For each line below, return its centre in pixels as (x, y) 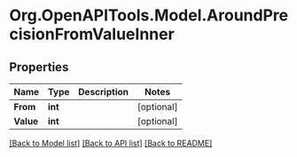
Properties (39, 67)
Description (103, 92)
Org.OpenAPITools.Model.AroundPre (149, 16)
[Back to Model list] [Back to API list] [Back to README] (111, 143)
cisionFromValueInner (92, 34)
